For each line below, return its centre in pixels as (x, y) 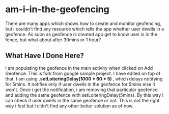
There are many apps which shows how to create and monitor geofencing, (83, 23)
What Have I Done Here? (45, 56)
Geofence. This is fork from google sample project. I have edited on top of (83, 73)
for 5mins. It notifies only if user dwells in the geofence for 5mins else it (80, 84)
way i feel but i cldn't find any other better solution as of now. (69, 106)
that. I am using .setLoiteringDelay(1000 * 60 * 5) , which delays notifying (84, 79)
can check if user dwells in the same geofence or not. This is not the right (82, 100)
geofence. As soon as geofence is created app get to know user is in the (81, 34)
